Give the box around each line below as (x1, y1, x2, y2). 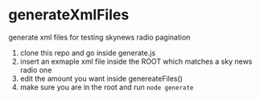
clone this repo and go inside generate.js (19, 48, 156, 57)
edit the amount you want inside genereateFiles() (19, 73, 184, 83)
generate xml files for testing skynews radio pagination (8, 32, 191, 42)
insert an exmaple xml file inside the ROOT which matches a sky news (19, 56, 253, 66)
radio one (19, 65, 52, 74)
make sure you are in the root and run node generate (19, 82, 194, 92)
